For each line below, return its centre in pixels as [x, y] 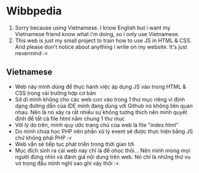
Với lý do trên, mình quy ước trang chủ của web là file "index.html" [97, 125]
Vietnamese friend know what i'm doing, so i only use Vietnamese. [97, 34]
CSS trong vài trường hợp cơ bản [55, 93]
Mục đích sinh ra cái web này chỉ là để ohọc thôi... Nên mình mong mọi [102, 150]
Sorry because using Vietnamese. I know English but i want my [93, 28]
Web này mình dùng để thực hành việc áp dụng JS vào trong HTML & [100, 86]
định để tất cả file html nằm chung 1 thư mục [70, 118]
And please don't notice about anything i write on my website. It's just [101, 47]
